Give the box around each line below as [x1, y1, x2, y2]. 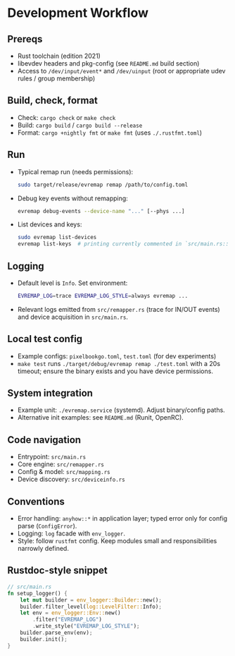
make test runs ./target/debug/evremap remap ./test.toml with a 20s [17, 359, 220, 368]
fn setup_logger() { [7, 590, 68, 597]
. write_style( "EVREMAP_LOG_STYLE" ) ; [32, 623, 140, 630]
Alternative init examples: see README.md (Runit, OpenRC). [17, 413, 184, 422]
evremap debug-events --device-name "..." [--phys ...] [17, 207, 185, 214]
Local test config [7, 333, 83, 345]
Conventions [7, 495, 65, 507]
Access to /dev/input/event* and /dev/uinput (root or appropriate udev [17, 67, 226, 75]
